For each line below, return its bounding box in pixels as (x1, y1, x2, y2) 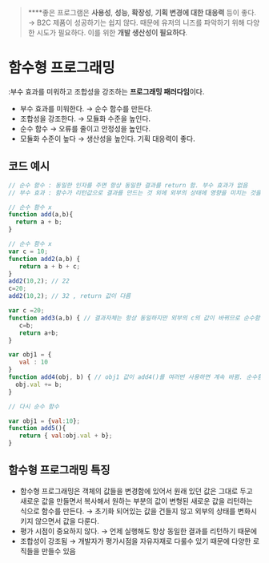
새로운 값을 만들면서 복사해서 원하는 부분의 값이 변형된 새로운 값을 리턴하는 (19, 496, 254, 505)
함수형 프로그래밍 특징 (8, 464, 110, 477)
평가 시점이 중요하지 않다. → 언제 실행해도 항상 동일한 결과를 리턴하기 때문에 (19, 526, 258, 536)
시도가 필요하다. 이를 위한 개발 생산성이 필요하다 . (36, 28, 188, 37)
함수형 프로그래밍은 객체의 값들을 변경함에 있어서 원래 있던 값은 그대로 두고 (19, 486, 254, 496)
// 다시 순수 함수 (8, 402, 60, 411)
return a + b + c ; (18, 262, 81, 271)
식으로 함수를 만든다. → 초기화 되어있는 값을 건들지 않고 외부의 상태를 (19, 506, 236, 516)
